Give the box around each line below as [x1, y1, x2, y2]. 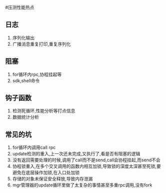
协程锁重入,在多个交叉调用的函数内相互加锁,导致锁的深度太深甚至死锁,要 [12, 163, 161, 169]
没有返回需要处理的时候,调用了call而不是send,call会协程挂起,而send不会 [12, 157, 161, 163]
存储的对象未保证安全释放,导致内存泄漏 [12, 176, 93, 182]
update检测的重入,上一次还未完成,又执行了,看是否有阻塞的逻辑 [12, 151, 140, 157]
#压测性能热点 [5, 5, 34, 10]
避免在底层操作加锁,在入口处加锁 [12, 169, 80, 175]
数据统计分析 [12, 114, 39, 120]
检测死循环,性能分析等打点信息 [12, 108, 75, 114]
